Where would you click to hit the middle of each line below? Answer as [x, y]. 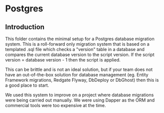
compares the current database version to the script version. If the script [80, 55]
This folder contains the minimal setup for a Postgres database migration [80, 39]
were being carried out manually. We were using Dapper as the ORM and [80, 100]
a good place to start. [27, 85]
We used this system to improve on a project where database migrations [80, 95]
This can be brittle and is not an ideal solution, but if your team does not [79, 69]
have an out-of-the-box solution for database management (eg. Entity [77, 75]
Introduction [25, 27]
